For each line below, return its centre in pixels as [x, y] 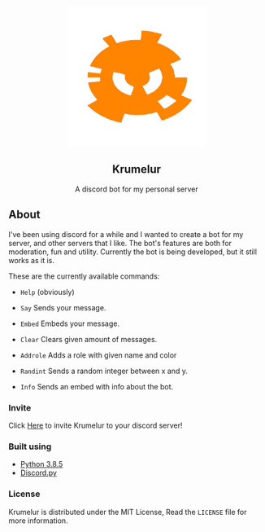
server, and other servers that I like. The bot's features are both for [120, 243]
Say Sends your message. [63, 307]
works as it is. [32, 260]
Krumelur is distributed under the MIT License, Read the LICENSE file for [128, 512]
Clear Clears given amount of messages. [89, 339]
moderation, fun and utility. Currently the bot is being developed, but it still [133, 252]
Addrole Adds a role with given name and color [98, 355]
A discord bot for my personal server [137, 189]
